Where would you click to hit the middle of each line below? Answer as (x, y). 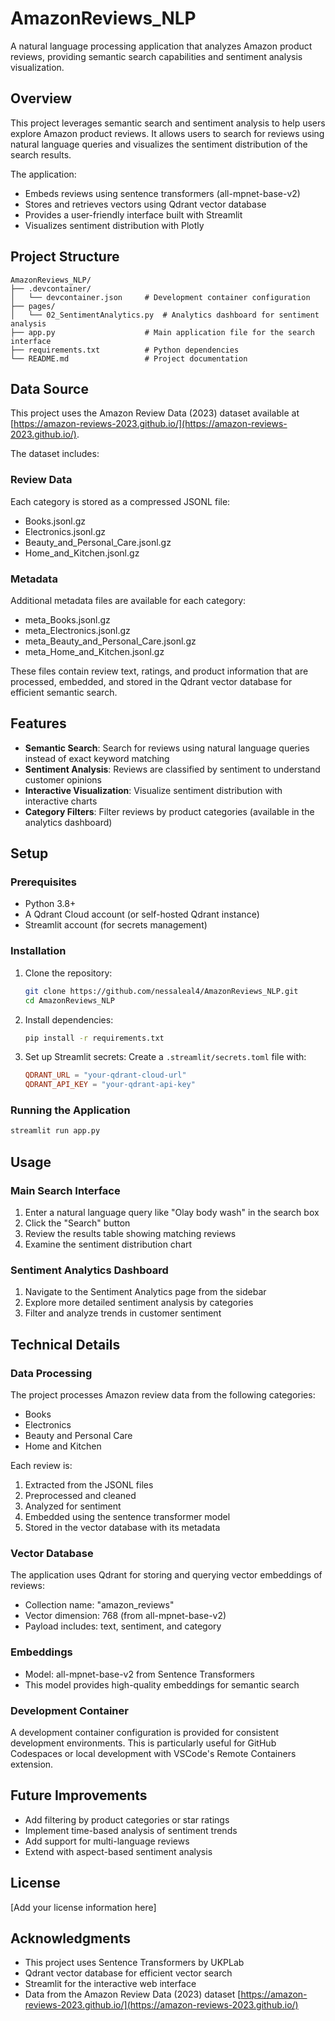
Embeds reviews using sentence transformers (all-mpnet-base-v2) (162, 193)
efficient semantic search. (64, 692)
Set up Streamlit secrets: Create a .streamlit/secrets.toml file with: (165, 1057)
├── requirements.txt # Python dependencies (125, 350)
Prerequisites (43, 882)
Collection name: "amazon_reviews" (99, 1605)
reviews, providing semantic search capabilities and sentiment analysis (156, 56)
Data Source (49, 388)
